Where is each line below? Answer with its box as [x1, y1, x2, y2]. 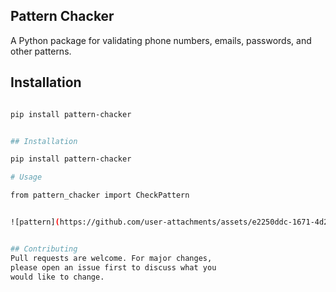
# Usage [10, 172, 43, 183]
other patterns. [10, 45, 72, 57]
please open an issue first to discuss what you [10, 262, 217, 273]
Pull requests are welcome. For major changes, [10, 253, 213, 263]
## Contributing [10, 244, 78, 254]
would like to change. [10, 272, 105, 282]
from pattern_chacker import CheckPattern [10, 190, 190, 201]
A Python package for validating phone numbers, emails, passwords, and [10, 34, 312, 46]
